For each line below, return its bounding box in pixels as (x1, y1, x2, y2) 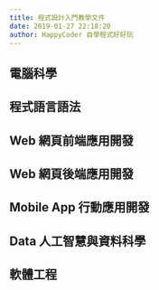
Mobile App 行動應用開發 (9, 200, 150, 215)
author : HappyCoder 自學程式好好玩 (9, 30, 134, 39)
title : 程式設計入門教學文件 (9, 13, 106, 23)
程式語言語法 (9, 99, 81, 115)
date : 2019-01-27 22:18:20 (9, 22, 111, 31)
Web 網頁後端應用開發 (9, 166, 134, 182)
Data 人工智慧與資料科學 (9, 233, 146, 248)
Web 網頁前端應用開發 (9, 133, 134, 148)
